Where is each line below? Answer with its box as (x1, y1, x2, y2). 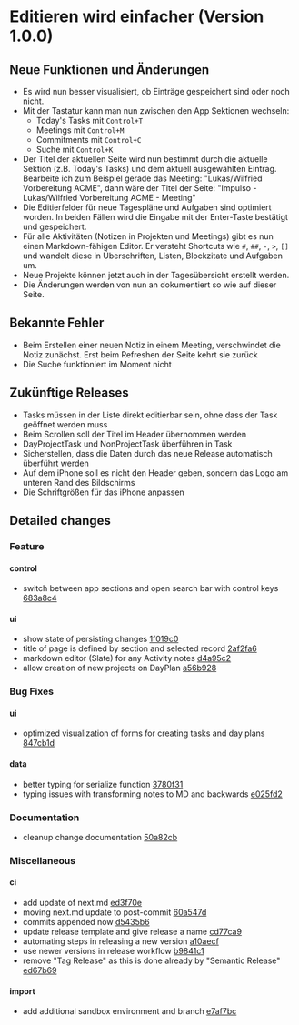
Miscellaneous (9, 854, 75, 867)
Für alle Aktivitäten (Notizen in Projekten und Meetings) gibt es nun (22, 231, 274, 242)
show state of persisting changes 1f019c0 (22, 634, 179, 645)
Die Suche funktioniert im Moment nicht (22, 358, 173, 369)
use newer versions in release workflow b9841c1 (22, 946, 204, 957)
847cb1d (22, 738, 55, 749)
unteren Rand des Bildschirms (22, 477, 135, 487)
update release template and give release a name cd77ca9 (22, 926, 243, 938)
